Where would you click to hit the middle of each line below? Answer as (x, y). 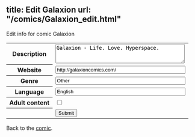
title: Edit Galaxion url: (49, 10)
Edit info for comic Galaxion (41, 34)
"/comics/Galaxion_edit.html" (64, 20)
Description (29, 54)
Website (29, 70)
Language (29, 92)
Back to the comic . (29, 128)
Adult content (29, 103)
